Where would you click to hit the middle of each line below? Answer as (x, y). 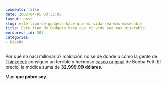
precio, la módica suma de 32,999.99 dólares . (54, 67)
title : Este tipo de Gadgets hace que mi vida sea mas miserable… (76, 28)
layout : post (19, 19)
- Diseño (14, 42)
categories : (18, 38)
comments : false (22, 10)
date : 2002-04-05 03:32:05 (33, 14)
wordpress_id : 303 (24, 33)
